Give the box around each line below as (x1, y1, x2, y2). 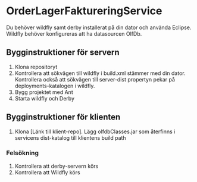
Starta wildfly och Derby (14, 95, 75, 102)
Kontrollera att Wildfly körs (14, 168, 80, 176)
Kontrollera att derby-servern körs (14, 162, 99, 170)
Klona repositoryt (14, 63, 58, 70)
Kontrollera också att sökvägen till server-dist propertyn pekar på (14, 76, 176, 83)
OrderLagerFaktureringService (6, 4, 162, 18)
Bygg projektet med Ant (14, 88, 73, 96)
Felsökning (6, 149, 39, 157)
